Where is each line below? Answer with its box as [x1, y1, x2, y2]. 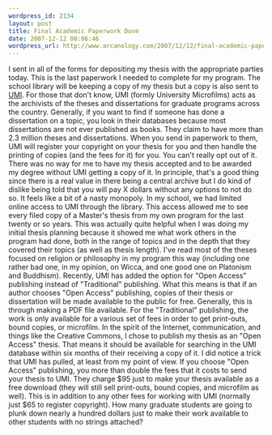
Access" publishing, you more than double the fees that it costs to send [8, 365, 247, 375]
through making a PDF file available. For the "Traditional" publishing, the [8, 305, 249, 315]
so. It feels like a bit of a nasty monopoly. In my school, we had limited [8, 194, 242, 203]
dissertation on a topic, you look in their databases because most [8, 116, 227, 126]
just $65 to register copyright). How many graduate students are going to [8, 400, 253, 410]
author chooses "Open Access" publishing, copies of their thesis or [8, 288, 233, 298]
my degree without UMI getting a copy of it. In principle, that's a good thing [8, 168, 259, 177]
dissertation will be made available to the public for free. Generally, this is [8, 296, 253, 306]
